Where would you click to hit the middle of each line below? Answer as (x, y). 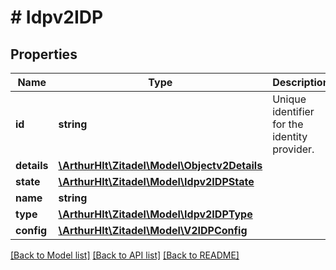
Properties (44, 54)
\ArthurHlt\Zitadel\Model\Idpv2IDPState (156, 181)
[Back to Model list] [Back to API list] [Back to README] (125, 255)
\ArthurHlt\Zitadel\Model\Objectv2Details (160, 165)
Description (301, 82)
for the (288, 124)
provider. (293, 149)
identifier (293, 111)
